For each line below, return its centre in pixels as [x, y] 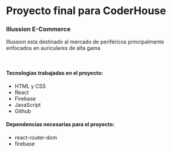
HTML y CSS [30, 86]
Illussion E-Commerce [38, 29]
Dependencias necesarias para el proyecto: [60, 124]
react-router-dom [36, 137]
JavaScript [28, 104]
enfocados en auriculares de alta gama [53, 48]
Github [23, 111]
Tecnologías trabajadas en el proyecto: [55, 73]
